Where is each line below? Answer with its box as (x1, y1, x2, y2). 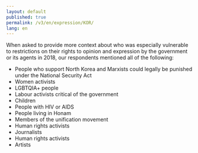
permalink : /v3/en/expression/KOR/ (6, 20, 94, 26)
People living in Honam (14, 110, 71, 117)
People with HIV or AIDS (14, 103, 74, 110)
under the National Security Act (14, 72, 92, 79)
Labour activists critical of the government (14, 91, 119, 98)
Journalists (14, 129, 43, 136)
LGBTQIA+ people (14, 84, 59, 92)
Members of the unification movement (14, 116, 108, 123)
